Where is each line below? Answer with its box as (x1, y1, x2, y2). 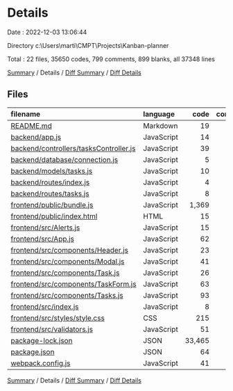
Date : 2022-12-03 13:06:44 (7, 28, 87, 36)
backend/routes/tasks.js (10, 189, 89, 198)
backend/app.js (10, 132, 62, 142)
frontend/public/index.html (10, 211, 98, 221)
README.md (10, 120, 52, 130)
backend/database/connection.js (10, 154, 119, 164)
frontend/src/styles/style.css (10, 313, 105, 323)
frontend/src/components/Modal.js (10, 256, 125, 266)
